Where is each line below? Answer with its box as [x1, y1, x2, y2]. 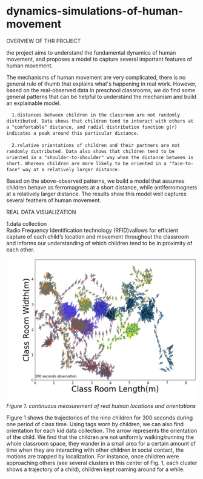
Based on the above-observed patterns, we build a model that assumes [6, 177, 185, 185]
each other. [6, 246, 35, 253]
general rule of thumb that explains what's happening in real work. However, [6, 80, 197, 87]
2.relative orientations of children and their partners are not [12, 142, 181, 148]
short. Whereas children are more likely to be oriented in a [6, 160, 167, 166]
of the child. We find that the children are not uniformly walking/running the [6, 433, 195, 441]
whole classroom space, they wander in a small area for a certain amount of [6, 440, 196, 447]
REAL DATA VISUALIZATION [6, 208, 76, 216]
